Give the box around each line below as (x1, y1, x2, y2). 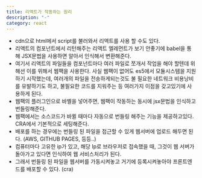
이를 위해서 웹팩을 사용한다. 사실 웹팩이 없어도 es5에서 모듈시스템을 (26, 68, 185, 75)
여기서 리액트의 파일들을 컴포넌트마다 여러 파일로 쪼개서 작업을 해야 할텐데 (14, 60, 189, 67)
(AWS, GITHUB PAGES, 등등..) (23, 135, 96, 142)
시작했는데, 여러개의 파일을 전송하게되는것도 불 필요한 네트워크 (26, 75, 173, 82)
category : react (6, 20, 47, 26)
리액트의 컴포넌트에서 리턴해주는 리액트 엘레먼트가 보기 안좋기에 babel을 (14, 45, 186, 52)
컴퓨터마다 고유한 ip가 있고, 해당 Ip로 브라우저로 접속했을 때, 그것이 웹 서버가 (14, 143, 195, 150)
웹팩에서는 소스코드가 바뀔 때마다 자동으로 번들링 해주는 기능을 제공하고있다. (14, 113, 194, 120)
